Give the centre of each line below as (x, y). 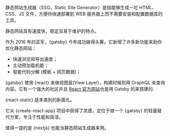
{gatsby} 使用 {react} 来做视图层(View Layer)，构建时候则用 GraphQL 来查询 (85, 83)
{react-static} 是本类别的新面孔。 (40, 100)
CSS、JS (15, 14)
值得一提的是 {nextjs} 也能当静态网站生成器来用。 (57, 128)
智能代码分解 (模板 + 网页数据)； (47, 72)
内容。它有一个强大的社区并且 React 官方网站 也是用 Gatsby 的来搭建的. (80, 89)
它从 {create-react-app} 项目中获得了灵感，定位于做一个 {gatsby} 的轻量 (81, 111)
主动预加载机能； (31, 65)
